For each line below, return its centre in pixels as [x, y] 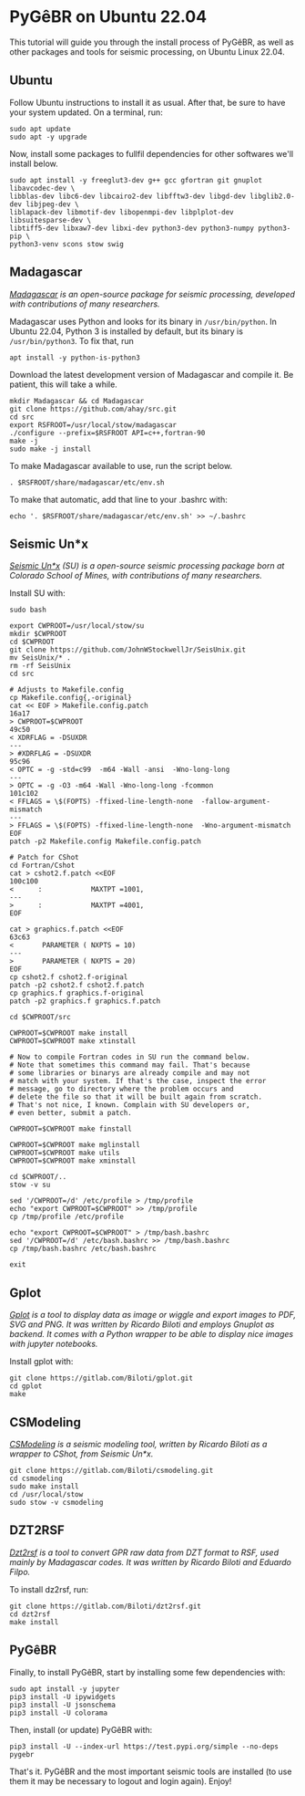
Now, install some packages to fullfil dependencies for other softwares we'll [152, 153]
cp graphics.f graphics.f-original [77, 993]
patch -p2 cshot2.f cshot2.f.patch [77, 986]
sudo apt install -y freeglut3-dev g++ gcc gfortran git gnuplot [136, 180]
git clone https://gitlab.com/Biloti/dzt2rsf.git [106, 1606]
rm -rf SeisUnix [40, 666]
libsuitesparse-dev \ [51, 220]
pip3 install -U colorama [58, 1713]
